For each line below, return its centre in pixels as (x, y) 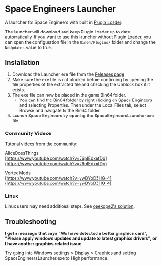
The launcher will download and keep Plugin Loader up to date (67, 32)
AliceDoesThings (22, 153)
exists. (18, 90)
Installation (22, 62)
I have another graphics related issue (43, 244)
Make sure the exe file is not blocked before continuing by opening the (83, 79)
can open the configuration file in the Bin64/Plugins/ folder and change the (81, 42)
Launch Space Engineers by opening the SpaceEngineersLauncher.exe (83, 116)
